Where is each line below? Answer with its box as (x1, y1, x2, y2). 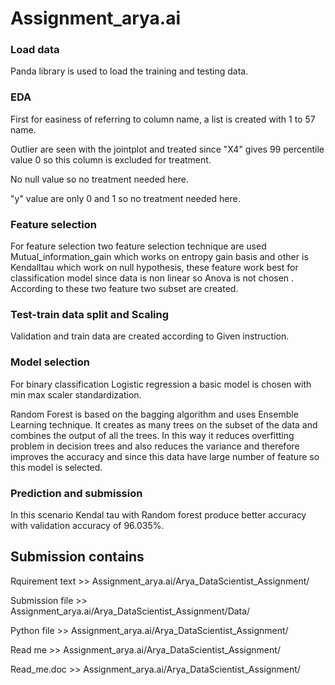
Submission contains (10, 548, 145, 566)
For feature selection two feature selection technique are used (10, 240, 267, 252)
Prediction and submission (10, 486, 143, 500)
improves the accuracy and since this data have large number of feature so (10, 450, 320, 462)
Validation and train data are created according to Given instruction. (10, 330, 290, 342)
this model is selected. (10, 461, 103, 473)
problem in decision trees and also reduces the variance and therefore (10, 440, 300, 452)
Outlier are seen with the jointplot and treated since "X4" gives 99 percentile (10, 143, 325, 155)
